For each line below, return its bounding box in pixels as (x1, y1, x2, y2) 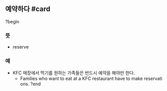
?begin (5, 18, 20, 24)
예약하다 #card (5, 5, 51, 14)
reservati (144, 75, 163, 82)
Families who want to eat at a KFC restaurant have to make (20, 75, 143, 82)
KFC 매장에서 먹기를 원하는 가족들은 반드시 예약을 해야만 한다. (12, 70, 135, 76)
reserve (12, 44, 29, 50)
